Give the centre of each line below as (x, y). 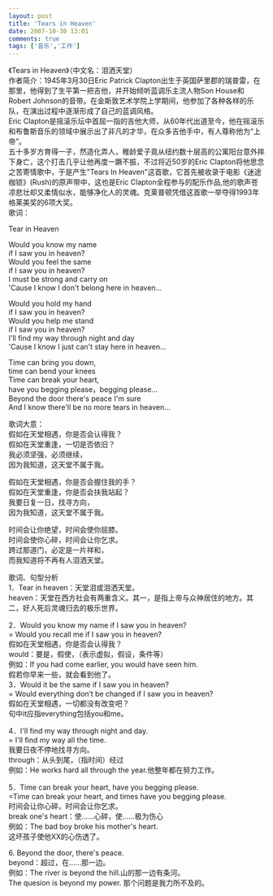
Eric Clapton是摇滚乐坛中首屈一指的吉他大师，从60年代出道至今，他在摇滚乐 (136, 121)
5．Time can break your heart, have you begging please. (104, 787)
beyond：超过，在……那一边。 (59, 863)
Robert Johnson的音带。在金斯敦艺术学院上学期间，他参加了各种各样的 (128, 101)
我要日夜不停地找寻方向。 (51, 750)
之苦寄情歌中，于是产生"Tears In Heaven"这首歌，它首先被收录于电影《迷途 (135, 172)
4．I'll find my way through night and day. (78, 731)
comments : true (34, 39)
